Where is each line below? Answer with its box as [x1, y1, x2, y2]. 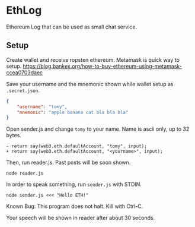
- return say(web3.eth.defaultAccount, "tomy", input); [6, 143, 147, 149]
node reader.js [6, 171, 44, 176]
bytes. [6, 132, 22, 139]
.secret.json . [6, 87, 40, 94]
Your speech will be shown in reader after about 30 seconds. [6, 215, 155, 222]
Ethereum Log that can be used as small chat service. [6, 23, 138, 30]
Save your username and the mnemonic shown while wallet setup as [6, 80, 174, 87]
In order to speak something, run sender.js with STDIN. [6, 181, 142, 188]
